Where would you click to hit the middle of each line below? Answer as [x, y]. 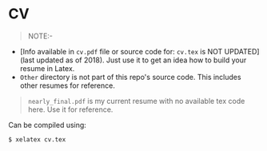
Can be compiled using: [47, 125]
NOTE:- [40, 36]
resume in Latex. [47, 68]
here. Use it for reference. [70, 109]
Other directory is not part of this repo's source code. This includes [130, 77]
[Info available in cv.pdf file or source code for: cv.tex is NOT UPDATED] [139, 51]
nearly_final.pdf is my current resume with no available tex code [136, 101]
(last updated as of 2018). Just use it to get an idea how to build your [133, 60]
